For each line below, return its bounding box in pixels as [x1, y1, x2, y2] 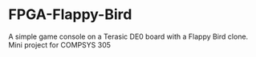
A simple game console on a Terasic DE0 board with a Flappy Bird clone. [8, 32, 249, 41]
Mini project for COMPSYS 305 [8, 40, 111, 49]
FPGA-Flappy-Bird [8, 6, 132, 24]
